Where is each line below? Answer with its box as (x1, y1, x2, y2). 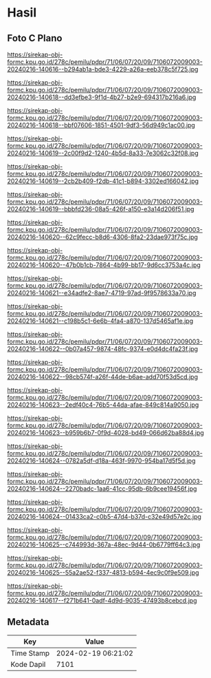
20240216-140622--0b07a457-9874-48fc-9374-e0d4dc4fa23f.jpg (7, 345, 198, 352)
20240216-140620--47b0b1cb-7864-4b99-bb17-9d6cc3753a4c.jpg (7, 261, 201, 269)
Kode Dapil (10, 659, 46, 669)
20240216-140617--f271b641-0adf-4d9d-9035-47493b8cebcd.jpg (7, 597, 197, 604)
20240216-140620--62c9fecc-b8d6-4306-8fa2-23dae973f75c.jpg (7, 233, 198, 241)
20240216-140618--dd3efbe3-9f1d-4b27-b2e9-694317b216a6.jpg (7, 93, 197, 101)
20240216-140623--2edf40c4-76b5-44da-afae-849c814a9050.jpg (7, 401, 199, 409)
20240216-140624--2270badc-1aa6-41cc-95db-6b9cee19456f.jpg (7, 485, 197, 493)
